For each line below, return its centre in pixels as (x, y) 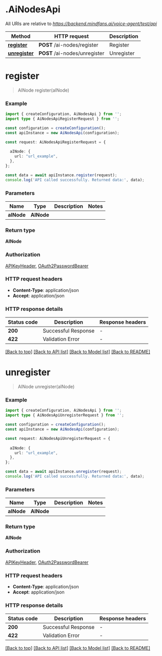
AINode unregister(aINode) (46, 387)
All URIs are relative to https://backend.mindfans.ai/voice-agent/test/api (81, 24)
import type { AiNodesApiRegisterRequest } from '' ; (62, 119)
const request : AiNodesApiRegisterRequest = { (56, 142)
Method (21, 36)
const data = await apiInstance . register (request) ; (61, 175)
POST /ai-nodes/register (68, 45)
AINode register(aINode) (44, 90)
